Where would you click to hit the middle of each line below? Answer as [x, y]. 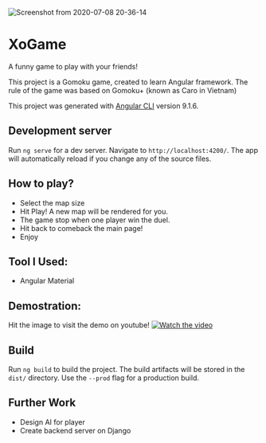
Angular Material [47, 281]
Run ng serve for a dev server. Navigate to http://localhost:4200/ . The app [133, 150]
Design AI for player [53, 421]
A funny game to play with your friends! [73, 66]
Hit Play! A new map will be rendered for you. [94, 211]
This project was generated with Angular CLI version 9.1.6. [104, 106]
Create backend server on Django [75, 430]
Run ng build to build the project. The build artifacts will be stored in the [127, 369]
